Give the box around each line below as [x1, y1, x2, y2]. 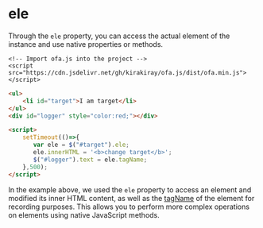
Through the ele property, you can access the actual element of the [8, 31, 230, 41]
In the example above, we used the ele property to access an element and [8, 184, 252, 195]
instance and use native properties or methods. [8, 39, 164, 48]
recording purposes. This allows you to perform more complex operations [8, 202, 250, 211]
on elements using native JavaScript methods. [8, 210, 161, 219]
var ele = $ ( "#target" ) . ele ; [33, 141, 130, 149]
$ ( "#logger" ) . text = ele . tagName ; [33, 156, 148, 164]
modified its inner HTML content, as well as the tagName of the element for [8, 193, 255, 203]
